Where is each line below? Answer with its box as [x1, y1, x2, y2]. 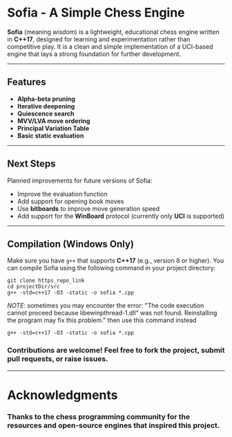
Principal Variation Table [17, 124, 90, 132]
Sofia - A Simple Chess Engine [7, 5, 185, 21]
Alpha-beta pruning [17, 95, 76, 103]
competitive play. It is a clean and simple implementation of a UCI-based [7, 42, 213, 50]
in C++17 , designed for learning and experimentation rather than [7, 35, 191, 43]
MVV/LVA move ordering [17, 116, 90, 125]
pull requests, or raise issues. [7, 354, 108, 364]
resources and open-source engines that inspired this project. [7, 420, 220, 430]
